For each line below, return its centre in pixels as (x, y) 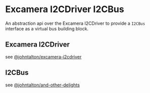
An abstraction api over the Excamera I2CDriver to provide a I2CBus (75, 23)
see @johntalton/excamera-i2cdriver (43, 57)
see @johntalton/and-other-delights (42, 85)
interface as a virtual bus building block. (47, 28)
